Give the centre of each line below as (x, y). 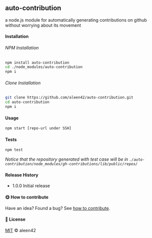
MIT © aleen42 (20, 230)
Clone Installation (23, 83)
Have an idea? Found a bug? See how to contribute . (57, 208)
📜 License (15, 219)
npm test (14, 150)
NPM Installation (22, 48)
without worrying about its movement (43, 25)
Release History (22, 175)
